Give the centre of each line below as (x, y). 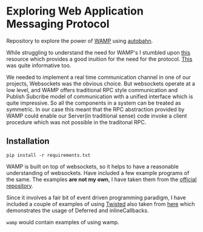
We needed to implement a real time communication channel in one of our (98, 77)
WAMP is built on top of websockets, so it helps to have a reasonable (92, 166)
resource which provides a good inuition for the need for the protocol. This (99, 59)
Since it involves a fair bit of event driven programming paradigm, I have (96, 197)
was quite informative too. (39, 65)
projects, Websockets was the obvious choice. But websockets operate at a (101, 84)
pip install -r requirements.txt (48, 155)
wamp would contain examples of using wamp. (63, 222)
